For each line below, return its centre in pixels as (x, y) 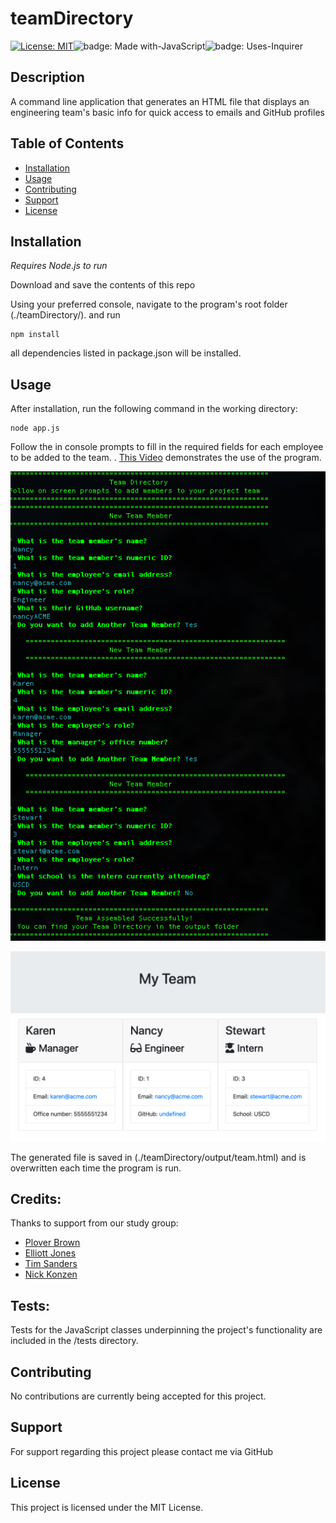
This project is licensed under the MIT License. (107, 1507)
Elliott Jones (50, 1253)
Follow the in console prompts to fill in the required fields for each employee (167, 447)
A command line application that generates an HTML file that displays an (160, 101)
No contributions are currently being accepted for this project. (138, 1396)
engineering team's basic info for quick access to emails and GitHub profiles (167, 112)
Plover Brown (52, 1243)
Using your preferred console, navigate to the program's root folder (149, 304)
